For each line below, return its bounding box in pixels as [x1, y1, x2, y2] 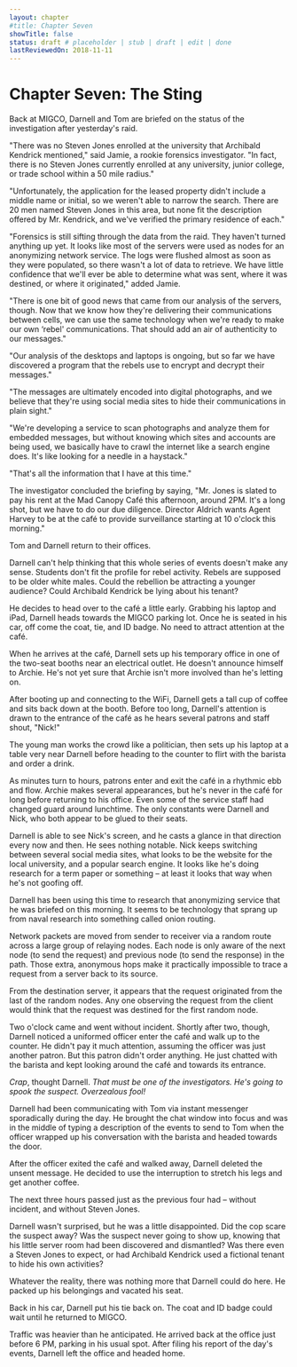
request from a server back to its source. [9, 968, 159, 979]
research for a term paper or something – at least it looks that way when [9, 868, 273, 879]
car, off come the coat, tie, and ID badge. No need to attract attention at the [9, 622, 285, 633]
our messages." [9, 334, 66, 344]
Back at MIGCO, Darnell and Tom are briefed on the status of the [9, 114, 246, 124]
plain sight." [9, 406, 53, 416]
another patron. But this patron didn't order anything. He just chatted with [9, 1050, 277, 1061]
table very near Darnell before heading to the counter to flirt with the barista [9, 749, 286, 760]
